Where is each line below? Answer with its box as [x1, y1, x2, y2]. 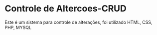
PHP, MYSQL [4, 24, 32, 30]
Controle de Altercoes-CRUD [4, 3, 127, 14]
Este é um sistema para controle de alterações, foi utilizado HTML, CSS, [4, 19, 153, 25]
